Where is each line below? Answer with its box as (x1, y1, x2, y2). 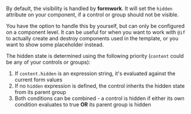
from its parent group (14, 89, 66, 95)
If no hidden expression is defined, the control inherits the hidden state (14, 82, 185, 89)
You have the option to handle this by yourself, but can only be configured (6, 23, 185, 29)
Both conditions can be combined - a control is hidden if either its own (14, 95, 185, 102)
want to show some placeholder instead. (6, 41, 104, 48)
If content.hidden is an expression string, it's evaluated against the (14, 70, 176, 77)
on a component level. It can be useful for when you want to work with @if (6, 29, 186, 36)
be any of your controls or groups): (6, 58, 91, 65)
